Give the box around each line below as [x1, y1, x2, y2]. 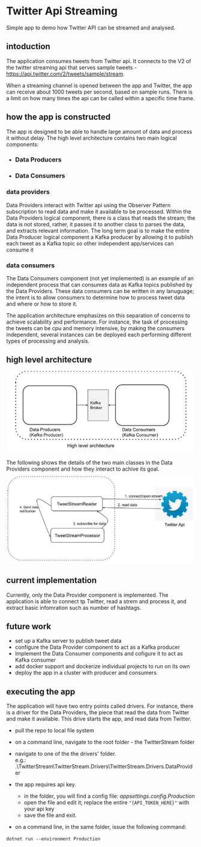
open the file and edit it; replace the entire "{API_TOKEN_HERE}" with [23, 799, 190, 806]
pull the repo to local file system [14, 727, 94, 734]
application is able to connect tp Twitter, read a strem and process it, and [6, 597, 187, 604]
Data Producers [14, 155, 62, 164]
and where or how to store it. [6, 300, 78, 307]
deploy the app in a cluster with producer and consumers [14, 669, 157, 677]
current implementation [6, 575, 97, 586]
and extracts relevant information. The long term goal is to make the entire [6, 227, 190, 234]
